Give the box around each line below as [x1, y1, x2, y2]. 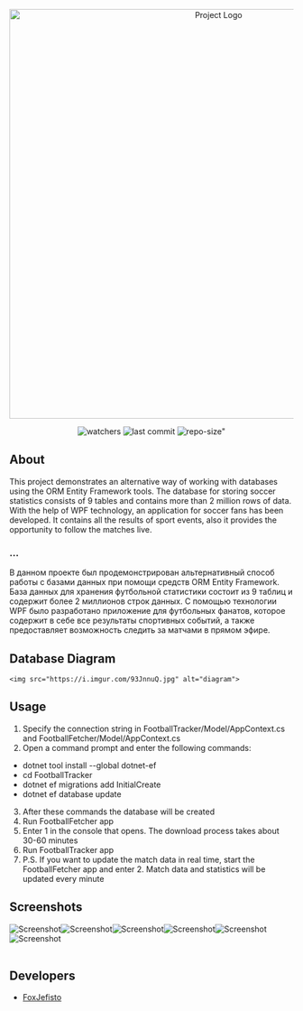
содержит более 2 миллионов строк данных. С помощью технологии [9, 596, 278, 607]
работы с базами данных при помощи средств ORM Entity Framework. [9, 577, 280, 588]
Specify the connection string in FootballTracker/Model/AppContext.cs [22, 723, 286, 734]
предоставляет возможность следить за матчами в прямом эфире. [9, 625, 271, 635]
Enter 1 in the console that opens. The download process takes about [22, 825, 280, 836]
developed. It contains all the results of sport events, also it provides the [9, 515, 278, 525]
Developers [9, 968, 76, 983]
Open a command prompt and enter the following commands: [22, 742, 252, 753]
